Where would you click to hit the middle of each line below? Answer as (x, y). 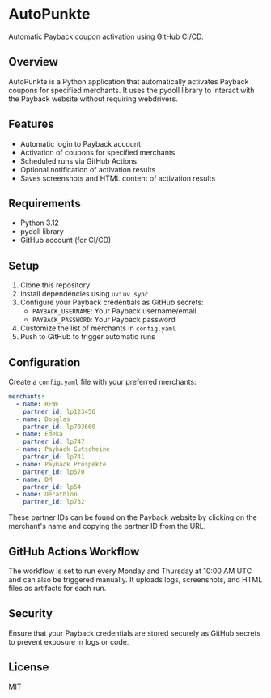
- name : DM (34, 479)
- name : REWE (38, 404)
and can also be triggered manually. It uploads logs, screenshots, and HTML (135, 579)
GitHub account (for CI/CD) (66, 240)
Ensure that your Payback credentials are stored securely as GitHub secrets (135, 633)
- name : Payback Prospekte (61, 464)
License (29, 668)
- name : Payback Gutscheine (63, 449)
